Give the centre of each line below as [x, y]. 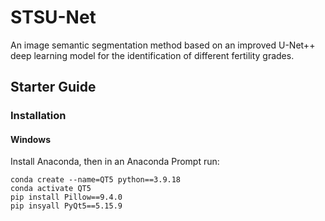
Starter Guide [53, 87]
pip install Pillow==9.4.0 [66, 197]
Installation [38, 116]
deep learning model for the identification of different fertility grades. [152, 55]
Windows [30, 139]
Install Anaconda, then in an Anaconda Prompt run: [115, 162]
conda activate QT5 [51, 189]
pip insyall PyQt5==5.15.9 [66, 206]
